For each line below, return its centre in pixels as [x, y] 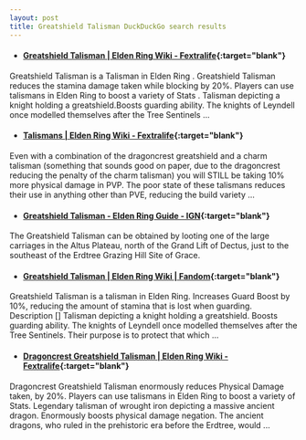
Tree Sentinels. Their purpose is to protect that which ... [114, 335]
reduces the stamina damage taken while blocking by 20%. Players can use [152, 85]
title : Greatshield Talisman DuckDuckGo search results [118, 26]
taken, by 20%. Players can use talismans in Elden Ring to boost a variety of [153, 396]
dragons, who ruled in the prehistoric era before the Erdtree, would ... [140, 424]
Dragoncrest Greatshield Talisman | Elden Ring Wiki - [125, 356]
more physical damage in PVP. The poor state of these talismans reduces [148, 184]
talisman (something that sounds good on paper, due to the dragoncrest [145, 165]
